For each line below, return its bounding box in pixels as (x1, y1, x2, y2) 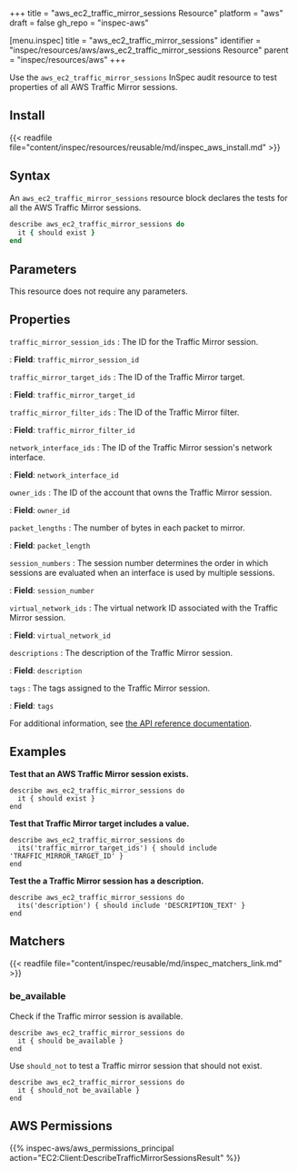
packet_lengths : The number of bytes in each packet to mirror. (9, 522, 245, 533)
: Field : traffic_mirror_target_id (9, 389, 135, 399)
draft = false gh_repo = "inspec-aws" (9, 17, 149, 28)
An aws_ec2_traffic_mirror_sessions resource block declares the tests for (9, 192, 288, 203)
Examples (9, 744, 66, 760)
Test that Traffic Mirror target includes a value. (9, 818, 190, 829)
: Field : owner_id (9, 504, 71, 515)
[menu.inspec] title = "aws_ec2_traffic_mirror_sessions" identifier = (9, 35, 262, 45)
